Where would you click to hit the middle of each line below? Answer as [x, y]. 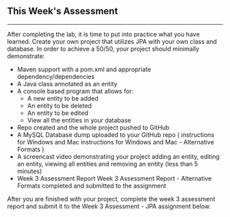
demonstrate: [26, 56]
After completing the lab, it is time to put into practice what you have [103, 34]
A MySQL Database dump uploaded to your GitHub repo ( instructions [115, 135]
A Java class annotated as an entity [67, 84]
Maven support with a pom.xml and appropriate [84, 69]
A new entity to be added [63, 98]
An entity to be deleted [60, 105]
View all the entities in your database [79, 120]
